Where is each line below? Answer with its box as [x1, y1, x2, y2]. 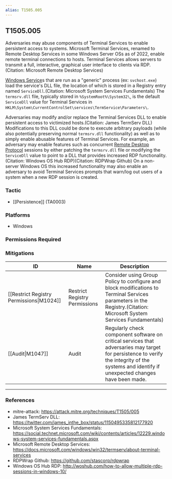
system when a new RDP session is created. [5, 174, 99, 180]
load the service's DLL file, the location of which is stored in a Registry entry [5, 82, 166, 89]
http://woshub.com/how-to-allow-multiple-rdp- [62, 463, 163, 469]
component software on [105, 331, 163, 338]
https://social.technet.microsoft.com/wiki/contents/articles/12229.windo [12, 430, 165, 436]
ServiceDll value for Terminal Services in [5, 99, 93, 105]
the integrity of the [105, 357, 150, 364]
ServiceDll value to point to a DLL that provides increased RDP [5, 152, 138, 159]
